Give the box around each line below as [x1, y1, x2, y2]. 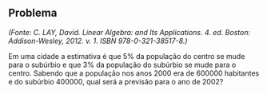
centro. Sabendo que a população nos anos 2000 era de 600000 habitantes [8, 68, 260, 78]
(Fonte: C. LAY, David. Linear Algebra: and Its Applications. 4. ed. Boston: [8, 27, 250, 37]
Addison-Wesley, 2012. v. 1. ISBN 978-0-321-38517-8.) [8, 36, 188, 45]
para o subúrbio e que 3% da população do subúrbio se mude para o [8, 60, 237, 69]
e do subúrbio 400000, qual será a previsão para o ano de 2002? [8, 76, 224, 86]
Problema [8, 6, 58, 20]
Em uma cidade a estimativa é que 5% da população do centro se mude [8, 51, 245, 61]
